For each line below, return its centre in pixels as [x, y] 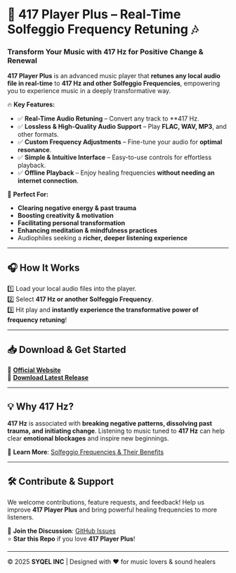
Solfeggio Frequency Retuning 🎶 [103, 29]
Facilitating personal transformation [71, 223]
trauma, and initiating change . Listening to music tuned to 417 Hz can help [116, 431]
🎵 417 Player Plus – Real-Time [94, 14]
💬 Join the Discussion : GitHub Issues [61, 531]
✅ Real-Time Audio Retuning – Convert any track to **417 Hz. [108, 118]
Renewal [22, 61]
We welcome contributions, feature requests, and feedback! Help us [106, 502]
